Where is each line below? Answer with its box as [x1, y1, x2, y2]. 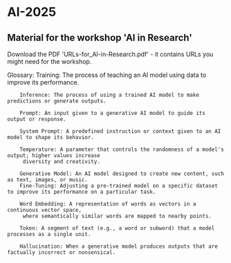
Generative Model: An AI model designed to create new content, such [19, 170, 225, 177]
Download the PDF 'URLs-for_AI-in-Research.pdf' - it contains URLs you [7, 50, 214, 58]
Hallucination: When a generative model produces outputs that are [19, 243, 218, 250]
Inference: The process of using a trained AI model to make [19, 91, 199, 98]
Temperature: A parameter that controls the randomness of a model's [19, 146, 225, 153]
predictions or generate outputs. [7, 98, 107, 105]
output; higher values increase [7, 152, 100, 159]
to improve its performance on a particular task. [7, 188, 156, 195]
